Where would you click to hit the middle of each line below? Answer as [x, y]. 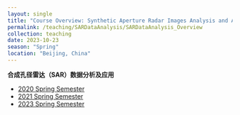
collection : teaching [40, 34]
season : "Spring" [33, 47]
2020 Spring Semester [51, 89]
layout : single [30, 14]
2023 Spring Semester [51, 104]
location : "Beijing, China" [49, 54]
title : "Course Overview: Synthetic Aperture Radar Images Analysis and [118, 21]
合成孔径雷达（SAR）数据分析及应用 [61, 75]
